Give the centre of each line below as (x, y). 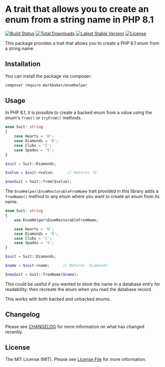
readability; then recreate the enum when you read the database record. (79, 289)
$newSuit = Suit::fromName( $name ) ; (42, 275)
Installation (23, 64)
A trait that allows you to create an (77, 9)
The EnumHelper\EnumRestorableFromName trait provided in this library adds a (82, 191)
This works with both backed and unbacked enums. (58, 299)
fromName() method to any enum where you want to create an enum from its (82, 196)
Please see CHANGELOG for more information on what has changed (75, 326)
